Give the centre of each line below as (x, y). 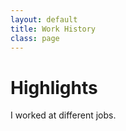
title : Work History (53, 29)
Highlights (54, 87)
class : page (35, 38)
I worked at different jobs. (63, 115)
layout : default (44, 19)
